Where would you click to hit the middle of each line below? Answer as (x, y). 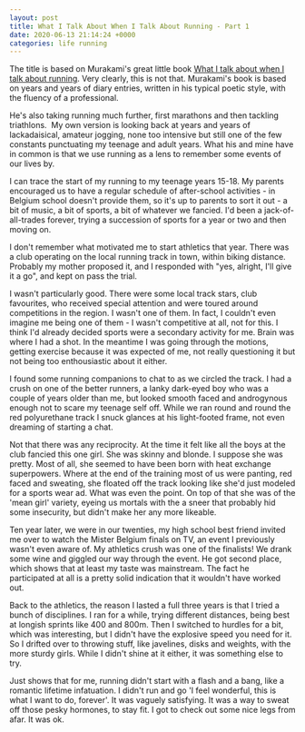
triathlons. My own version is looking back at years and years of (130, 125)
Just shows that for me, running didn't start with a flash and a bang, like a (147, 681)
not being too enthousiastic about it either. (89, 361)
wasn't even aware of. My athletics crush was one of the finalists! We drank (151, 549)
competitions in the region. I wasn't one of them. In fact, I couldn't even (143, 313)
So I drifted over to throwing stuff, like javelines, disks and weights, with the (150, 644)
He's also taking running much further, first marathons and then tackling (144, 115)
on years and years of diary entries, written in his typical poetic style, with (148, 88)
